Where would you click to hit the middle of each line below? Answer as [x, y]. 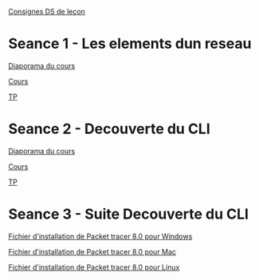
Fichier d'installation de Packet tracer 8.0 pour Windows [100, 236]
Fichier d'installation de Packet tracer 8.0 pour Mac [92, 251]
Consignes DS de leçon [47, 12]
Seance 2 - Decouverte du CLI [110, 129]
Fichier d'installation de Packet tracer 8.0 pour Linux [94, 267]
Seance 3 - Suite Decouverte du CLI [129, 214]
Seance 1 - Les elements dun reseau [130, 44]
